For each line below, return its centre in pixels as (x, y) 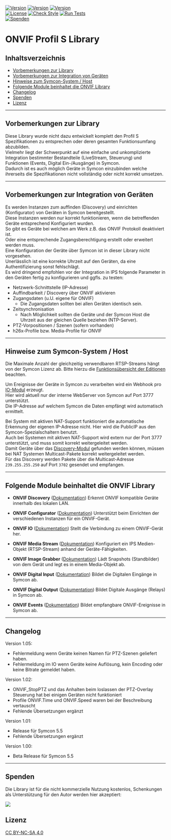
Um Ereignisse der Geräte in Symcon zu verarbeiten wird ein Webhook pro (83, 385)
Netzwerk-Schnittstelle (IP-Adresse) (50, 287)
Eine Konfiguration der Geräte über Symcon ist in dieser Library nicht (78, 250)
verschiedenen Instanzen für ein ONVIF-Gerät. (61, 519)
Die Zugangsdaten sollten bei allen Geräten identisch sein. (81, 303)
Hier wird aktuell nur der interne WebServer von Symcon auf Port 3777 (79, 395)
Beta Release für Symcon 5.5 (43, 756)
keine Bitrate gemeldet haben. (44, 670)
